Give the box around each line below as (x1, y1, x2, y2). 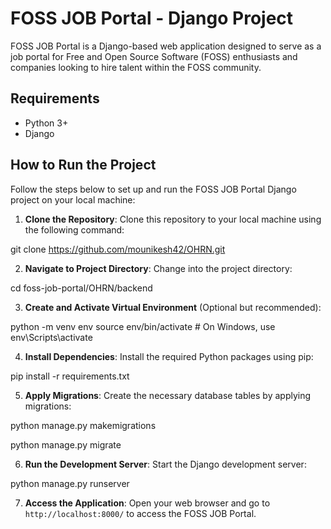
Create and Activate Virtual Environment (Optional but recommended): (24, 301, 322, 313)
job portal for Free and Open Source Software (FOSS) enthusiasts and (10, 50, 298, 62)
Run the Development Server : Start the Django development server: (24, 458, 307, 470)
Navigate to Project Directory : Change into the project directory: (24, 262, 293, 274)
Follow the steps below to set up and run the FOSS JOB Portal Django (10, 183, 297, 195)
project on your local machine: (10, 193, 136, 206)
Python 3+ (24, 117, 69, 129)
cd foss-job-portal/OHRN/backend (10, 282, 153, 294)
